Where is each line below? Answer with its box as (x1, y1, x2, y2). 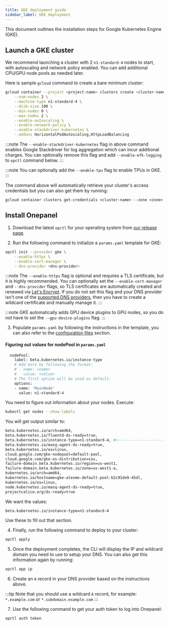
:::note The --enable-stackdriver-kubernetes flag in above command (5, 141, 149, 147)
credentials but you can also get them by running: (5, 188, 108, 194)
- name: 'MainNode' (14, 385, 55, 391)
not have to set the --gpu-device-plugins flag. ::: (5, 315, 106, 321)
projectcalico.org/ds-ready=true (5, 489, 75, 495)
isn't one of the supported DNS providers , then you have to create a (5, 294, 146, 300)
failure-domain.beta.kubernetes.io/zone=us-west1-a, (5, 466, 118, 471)
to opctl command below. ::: (5, 157, 64, 163)
